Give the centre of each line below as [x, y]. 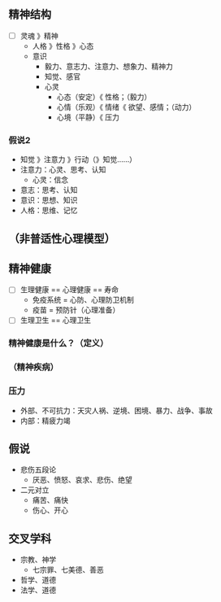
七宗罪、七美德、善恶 [68, 570]
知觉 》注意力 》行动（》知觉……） [78, 159]
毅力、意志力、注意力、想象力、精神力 [108, 66]
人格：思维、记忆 [49, 211]
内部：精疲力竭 [45, 421]
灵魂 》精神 [39, 36]
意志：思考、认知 [49, 190]
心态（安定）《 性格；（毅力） [104, 97]
